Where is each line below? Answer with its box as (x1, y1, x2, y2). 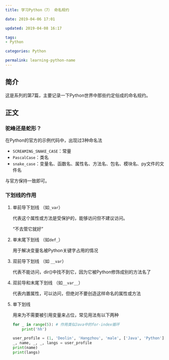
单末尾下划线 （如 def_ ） (12, 236, 63, 243)
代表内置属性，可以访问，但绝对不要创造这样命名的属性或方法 (12, 290, 141, 296)
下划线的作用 (5, 192, 37, 199)
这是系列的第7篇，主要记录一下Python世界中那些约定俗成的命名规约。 (5, 92, 151, 98)
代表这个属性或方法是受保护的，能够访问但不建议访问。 (12, 215, 128, 221)
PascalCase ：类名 (12, 154, 49, 161)
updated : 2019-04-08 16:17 (5, 26, 62, 31)
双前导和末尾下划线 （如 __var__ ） (12, 279, 83, 286)
